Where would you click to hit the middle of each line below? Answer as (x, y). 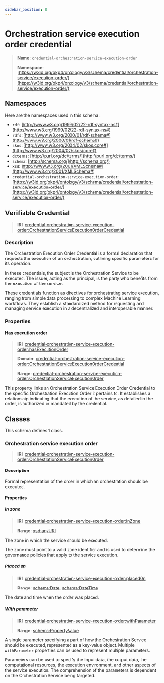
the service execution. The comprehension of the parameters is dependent (81, 670)
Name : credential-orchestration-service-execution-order (77, 58)
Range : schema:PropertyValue (48, 631)
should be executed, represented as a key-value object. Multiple (70, 645)
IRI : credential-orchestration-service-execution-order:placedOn (81, 579)
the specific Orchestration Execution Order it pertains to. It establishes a (78, 393)
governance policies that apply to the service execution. (62, 555)
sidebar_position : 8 (26, 10)
